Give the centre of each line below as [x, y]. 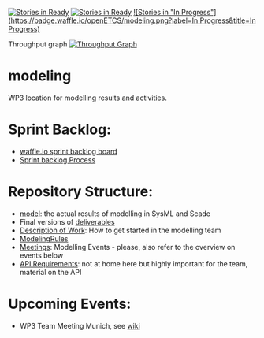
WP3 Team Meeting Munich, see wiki [80, 325]
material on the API [50, 272]
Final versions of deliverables [67, 221]
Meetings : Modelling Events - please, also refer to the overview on [127, 247]
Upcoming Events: [70, 304]
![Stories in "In [156, 12]
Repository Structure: [81, 192]
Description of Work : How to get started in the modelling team [120, 230]
